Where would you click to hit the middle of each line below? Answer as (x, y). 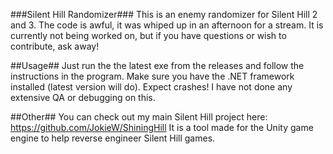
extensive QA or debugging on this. (83, 97)
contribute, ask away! (55, 46)
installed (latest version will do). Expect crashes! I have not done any (151, 87)
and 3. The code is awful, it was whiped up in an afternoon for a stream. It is (167, 25)
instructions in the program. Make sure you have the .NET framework (152, 76)
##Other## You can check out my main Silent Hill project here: (139, 117)
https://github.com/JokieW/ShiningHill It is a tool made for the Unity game (162, 127)
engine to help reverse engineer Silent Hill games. (113, 138)
